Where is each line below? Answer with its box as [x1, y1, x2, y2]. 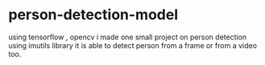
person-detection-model [8, 6, 179, 24]
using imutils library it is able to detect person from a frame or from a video [8, 40, 258, 50]
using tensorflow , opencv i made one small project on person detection [8, 32, 247, 42]
